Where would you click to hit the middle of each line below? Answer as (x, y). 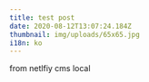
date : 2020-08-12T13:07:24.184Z (70, 26)
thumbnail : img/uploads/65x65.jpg (75, 34)
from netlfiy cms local (50, 68)
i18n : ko (26, 43)
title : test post (42, 18)
